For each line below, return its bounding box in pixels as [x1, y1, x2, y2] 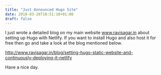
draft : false [5, 16, 32, 21]
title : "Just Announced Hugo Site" [5, 7, 78, 12]
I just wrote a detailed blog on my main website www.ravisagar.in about [5, 30, 150, 36]
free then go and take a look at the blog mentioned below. [5, 40, 122, 46]
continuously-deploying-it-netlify [5, 55, 72, 61]
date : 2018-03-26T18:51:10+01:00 [5, 12, 74, 17]
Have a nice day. [5, 64, 39, 70]
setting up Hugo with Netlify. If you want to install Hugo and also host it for [5, 35, 156, 41]
